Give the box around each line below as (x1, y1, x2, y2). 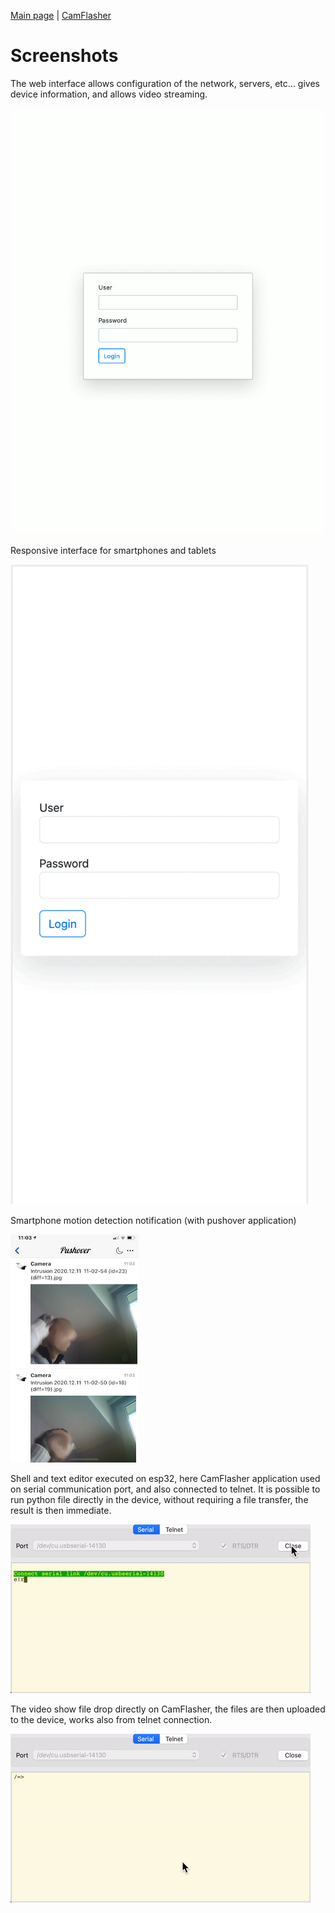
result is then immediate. (10, 1504, 112, 1516)
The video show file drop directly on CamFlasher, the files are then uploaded (10, 1703, 326, 1715)
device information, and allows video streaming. (10, 88, 208, 100)
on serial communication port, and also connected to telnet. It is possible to (10, 1483, 321, 1495)
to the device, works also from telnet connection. (10, 1713, 213, 1725)
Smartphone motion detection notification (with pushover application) (10, 1214, 297, 1226)
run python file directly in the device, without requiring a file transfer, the (10, 1493, 309, 1505)
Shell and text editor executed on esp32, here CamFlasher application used (10, 1472, 321, 1484)
